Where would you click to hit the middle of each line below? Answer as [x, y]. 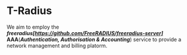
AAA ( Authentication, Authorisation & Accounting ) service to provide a [94, 39]
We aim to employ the [33, 27]
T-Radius [29, 11]
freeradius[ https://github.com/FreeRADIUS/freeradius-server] [85, 33]
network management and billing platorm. [57, 46]
